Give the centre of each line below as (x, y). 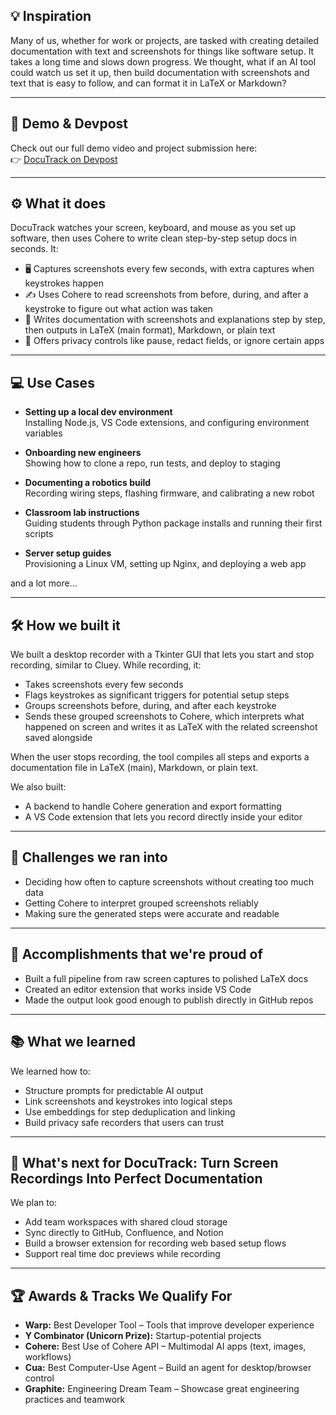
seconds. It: (34, 249)
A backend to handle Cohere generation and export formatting (153, 806)
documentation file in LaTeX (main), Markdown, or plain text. (134, 768)
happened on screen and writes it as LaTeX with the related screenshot (171, 727)
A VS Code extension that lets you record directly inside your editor (163, 817)
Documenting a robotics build (88, 483)
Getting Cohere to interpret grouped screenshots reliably (141, 903)
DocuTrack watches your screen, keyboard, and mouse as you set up (153, 228)
